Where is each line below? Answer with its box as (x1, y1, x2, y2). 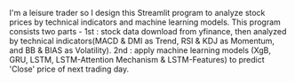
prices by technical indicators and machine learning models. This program (9, 17, 282, 27)
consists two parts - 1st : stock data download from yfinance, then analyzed (9, 26, 287, 36)
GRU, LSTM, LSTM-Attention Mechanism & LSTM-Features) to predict (9, 55, 265, 64)
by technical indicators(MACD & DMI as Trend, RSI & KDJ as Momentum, (9, 35, 275, 46)
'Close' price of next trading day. (9, 64, 130, 74)
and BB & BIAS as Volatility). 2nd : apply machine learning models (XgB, (9, 45, 272, 56)
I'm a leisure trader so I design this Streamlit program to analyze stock (9, 8, 266, 18)
